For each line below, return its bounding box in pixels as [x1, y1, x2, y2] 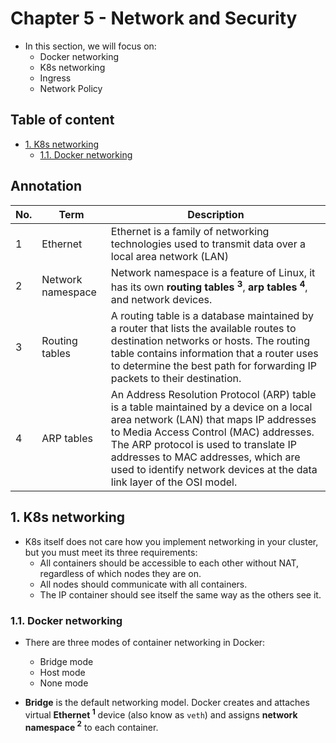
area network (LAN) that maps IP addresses [110, 412, 317, 426]
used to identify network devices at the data [110, 462, 318, 476]
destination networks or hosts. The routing [110, 333, 310, 347]
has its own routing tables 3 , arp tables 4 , [110, 278, 308, 294]
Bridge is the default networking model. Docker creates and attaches [24, 697, 310, 708]
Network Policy [39, 82, 103, 94]
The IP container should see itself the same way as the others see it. [39, 588, 322, 601]
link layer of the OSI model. [110, 475, 238, 489]
